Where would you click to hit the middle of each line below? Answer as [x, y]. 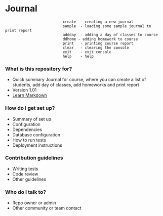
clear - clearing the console [96, 47]
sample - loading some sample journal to [107, 26]
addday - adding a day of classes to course [110, 35]
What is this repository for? [39, 69]
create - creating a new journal [98, 22]
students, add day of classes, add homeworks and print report [76, 85]
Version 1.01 [24, 90]
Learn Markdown [30, 95]
